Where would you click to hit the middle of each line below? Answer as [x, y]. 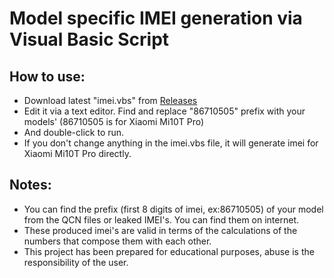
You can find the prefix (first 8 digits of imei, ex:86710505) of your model [173, 209]
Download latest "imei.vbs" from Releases [110, 100]
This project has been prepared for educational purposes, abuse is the [169, 251]
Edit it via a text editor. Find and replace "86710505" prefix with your [164, 111]
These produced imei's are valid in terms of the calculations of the [160, 230]
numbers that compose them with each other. [117, 241]
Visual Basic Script [89, 39]
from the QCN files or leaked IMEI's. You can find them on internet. [161, 219]
